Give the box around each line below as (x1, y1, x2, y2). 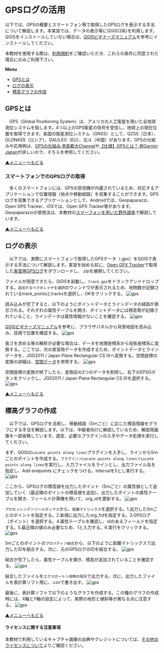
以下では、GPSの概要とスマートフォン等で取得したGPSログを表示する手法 (5, 22, 155, 27)
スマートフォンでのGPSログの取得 (5, 173, 85, 179)
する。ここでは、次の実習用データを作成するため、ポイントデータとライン (9, 346, 159, 352)
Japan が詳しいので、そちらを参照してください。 (5, 149, 103, 155)
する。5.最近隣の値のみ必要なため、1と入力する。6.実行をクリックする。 (5, 524, 151, 530)
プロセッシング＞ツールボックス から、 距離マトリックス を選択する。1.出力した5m (5, 506, 154, 512)
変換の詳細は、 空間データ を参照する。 (5, 358, 82, 364)
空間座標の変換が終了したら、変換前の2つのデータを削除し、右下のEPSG (5, 369, 152, 375)
